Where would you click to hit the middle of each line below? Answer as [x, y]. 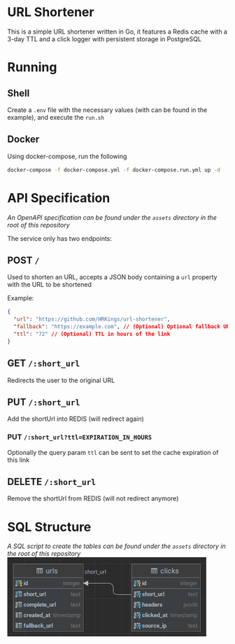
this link [19, 460]
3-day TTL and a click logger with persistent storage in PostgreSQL [104, 38]
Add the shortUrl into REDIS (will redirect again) [76, 419]
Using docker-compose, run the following [67, 156]
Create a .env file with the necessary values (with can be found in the [107, 110]
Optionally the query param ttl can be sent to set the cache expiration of [113, 452]
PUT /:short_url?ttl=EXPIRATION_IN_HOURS [80, 437]
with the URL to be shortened [50, 285]
